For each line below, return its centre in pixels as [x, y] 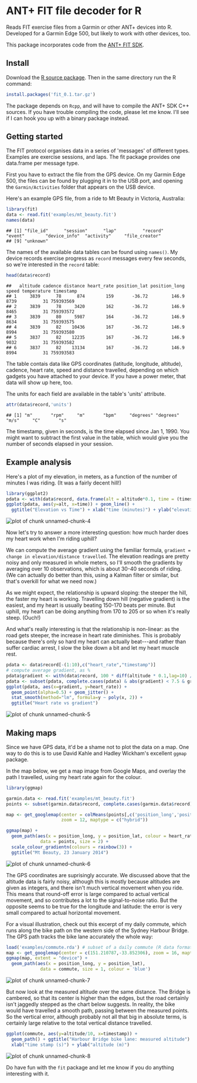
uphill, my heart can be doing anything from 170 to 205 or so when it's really [98, 611]
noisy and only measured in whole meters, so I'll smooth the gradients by [94, 563]
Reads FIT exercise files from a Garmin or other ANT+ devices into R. [89, 27]
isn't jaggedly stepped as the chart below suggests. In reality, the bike [91, 1004]
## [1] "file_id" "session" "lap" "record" [85, 231]
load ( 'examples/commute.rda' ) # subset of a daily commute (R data [90, 947]
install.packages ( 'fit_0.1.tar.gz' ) [51, 94]
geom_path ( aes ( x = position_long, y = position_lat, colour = [89, 836]
